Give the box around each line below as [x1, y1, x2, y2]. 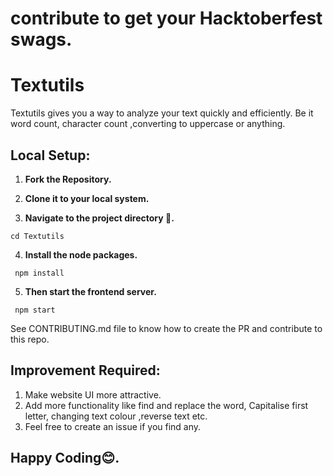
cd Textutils [10, 231, 65, 241]
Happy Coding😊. [10, 450, 120, 467]
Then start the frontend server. [24, 285, 157, 297]
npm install [14, 268, 65, 278]
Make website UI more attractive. [24, 388, 162, 401]
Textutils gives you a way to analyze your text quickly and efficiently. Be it [10, 107, 314, 119]
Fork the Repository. [24, 173, 112, 185]
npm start [14, 305, 56, 315]
